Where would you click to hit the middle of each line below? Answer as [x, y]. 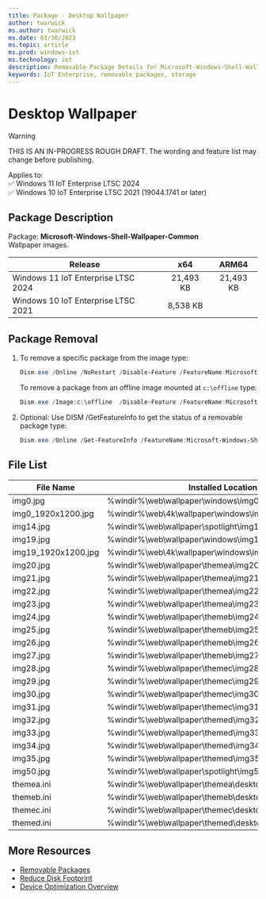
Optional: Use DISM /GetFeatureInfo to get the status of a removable [131, 417]
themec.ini [32, 809]
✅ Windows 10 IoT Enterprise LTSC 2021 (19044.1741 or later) [108, 192]
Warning [22, 136]
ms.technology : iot [40, 60]
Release [85, 265]
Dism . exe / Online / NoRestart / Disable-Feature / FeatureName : [123, 373]
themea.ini [32, 784]
